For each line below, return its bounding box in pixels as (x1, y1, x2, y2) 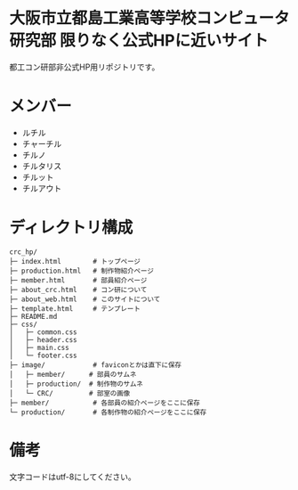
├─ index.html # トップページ (9, 257, 141, 265)
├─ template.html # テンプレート (9, 304, 141, 313)
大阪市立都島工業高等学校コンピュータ (9, 8, 291, 29)
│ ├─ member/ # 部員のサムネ (9, 370, 137, 379)
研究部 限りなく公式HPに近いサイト (9, 30, 269, 51)
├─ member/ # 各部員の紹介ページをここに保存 (9, 398, 200, 407)
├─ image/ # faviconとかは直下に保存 (9, 360, 182, 370)
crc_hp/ (9, 247, 38, 257)
